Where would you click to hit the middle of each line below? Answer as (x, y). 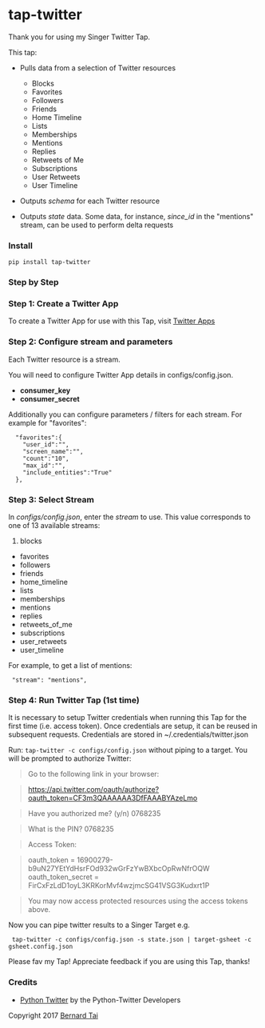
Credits (23, 982)
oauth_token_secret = (63, 877)
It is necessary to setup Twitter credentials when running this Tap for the (128, 718)
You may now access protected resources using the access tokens (138, 901)
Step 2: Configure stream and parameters (91, 342)
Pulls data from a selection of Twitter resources (98, 68)
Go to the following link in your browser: (93, 774)
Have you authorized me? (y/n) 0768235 (94, 814)
